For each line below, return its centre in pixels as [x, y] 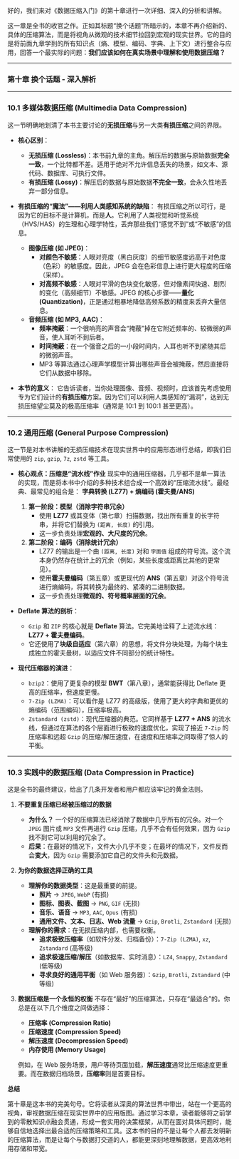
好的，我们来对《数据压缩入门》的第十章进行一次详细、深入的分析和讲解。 [116, 10]
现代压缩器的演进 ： [46, 668]
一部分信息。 [53, 190]
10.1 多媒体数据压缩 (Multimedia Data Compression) [97, 108]
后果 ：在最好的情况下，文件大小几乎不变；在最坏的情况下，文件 [122, 847]
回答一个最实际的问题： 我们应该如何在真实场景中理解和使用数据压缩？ [122, 52]
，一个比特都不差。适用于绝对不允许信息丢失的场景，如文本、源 [134, 164]
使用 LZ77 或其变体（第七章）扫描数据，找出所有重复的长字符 [129, 515]
